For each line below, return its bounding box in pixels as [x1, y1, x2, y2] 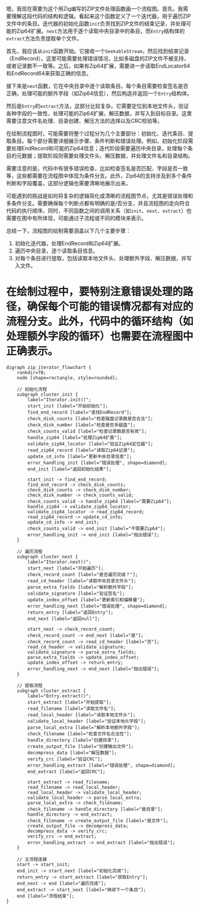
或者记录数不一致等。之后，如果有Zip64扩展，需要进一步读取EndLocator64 [6, 62, 191, 69]
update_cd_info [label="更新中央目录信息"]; [27, 453, 132, 459]
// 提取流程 [17, 682, 43, 688]
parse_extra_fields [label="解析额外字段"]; [27, 584, 134, 590]
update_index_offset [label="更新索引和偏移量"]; [27, 596, 145, 603]
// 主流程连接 [17, 856, 47, 862]
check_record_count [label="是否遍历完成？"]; [27, 571, 138, 577]
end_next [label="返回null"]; [27, 615, 100, 622]
